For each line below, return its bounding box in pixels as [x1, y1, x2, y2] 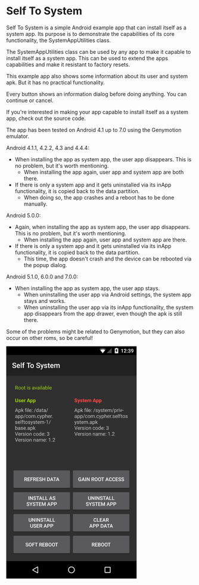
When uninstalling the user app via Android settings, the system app [23, 291, 192, 298]
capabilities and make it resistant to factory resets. [6, 61, 130, 68]
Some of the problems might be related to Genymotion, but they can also [6, 327, 185, 335]
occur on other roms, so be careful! [6, 334, 94, 341]
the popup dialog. [23, 261, 67, 268]
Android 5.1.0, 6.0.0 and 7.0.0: [6, 273, 79, 280]
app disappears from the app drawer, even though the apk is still [23, 310, 182, 317]
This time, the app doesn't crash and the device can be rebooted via [23, 255, 192, 262]
